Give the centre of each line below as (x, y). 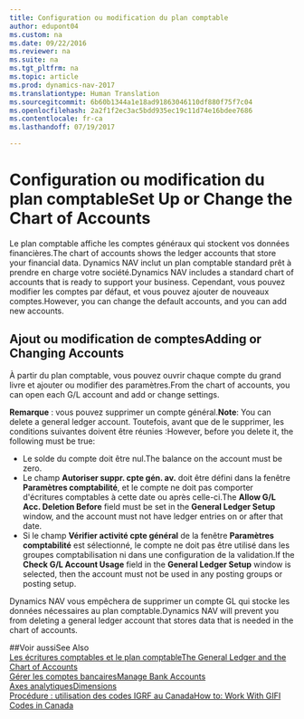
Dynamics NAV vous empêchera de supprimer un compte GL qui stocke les (150, 601)
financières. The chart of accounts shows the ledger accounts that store (143, 253)
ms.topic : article (44, 77)
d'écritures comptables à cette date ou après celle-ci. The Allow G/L (149, 497)
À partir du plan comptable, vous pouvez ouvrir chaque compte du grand (146, 375)
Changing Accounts (67, 354)
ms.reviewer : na (40, 52)
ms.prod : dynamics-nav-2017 (62, 85)
